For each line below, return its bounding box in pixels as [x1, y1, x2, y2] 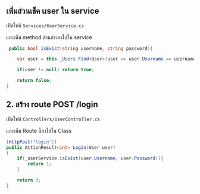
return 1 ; [27, 161, 52, 167]
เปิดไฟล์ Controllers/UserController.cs [6, 115, 100, 122]
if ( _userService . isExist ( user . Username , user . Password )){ [17, 155, 164, 161]
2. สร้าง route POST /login [6, 100, 98, 110]
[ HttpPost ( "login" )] [6, 139, 58, 145]
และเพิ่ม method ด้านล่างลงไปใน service [6, 33, 92, 41]
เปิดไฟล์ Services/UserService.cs [6, 21, 85, 29]
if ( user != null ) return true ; [17, 67, 95, 73]
